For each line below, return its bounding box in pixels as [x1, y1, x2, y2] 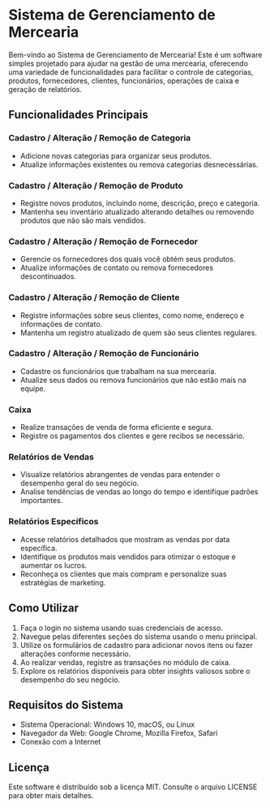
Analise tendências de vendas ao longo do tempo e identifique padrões [19, 487, 259, 497]
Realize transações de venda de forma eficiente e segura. [19, 423, 213, 432]
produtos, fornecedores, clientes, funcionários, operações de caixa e [8, 76, 240, 85]
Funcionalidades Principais [8, 108, 148, 122]
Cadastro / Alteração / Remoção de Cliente [8, 292, 180, 303]
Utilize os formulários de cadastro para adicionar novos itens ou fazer [19, 640, 254, 649]
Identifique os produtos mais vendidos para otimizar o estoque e [19, 551, 237, 562]
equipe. [19, 384, 46, 393]
